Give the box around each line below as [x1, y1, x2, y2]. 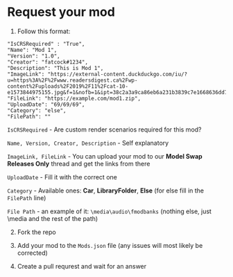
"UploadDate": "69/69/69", [7, 101, 85, 108]
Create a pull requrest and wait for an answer [17, 262, 147, 270]
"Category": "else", [7, 107, 67, 114]
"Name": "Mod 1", [7, 46, 58, 53]
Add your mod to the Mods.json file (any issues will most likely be [17, 241, 203, 249]
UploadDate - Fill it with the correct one [7, 172, 118, 181]
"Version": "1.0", [7, 53, 60, 60]
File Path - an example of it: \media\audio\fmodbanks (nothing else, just [7, 207, 212, 215]
